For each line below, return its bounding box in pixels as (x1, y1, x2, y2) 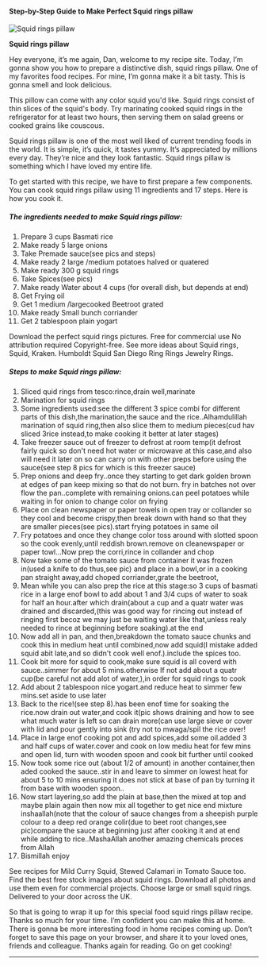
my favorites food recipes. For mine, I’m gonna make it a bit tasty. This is (9, 71, 246, 81)
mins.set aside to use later (20, 691, 107, 701)
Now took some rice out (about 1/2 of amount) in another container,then (20, 759, 256, 768)
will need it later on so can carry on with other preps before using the (20, 454, 247, 464)
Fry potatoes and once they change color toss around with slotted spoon (20, 531, 258, 540)
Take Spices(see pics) (20, 274, 93, 284)
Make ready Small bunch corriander (20, 308, 138, 318)
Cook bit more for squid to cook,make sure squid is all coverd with (20, 657, 237, 667)
